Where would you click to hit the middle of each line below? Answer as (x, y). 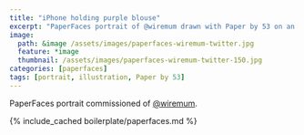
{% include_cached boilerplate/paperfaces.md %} (103, 120)
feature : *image (48, 52)
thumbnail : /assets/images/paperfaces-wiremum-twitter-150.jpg (140, 60)
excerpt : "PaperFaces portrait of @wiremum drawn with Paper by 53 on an (152, 26)
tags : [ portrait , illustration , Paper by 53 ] (97, 78)
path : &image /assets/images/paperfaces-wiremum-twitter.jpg (136, 43)
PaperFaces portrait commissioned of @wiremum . (104, 103)
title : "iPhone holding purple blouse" (85, 18)
